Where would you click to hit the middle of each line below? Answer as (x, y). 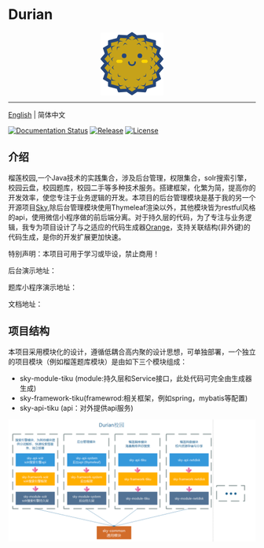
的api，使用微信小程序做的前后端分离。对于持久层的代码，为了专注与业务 (126, 217)
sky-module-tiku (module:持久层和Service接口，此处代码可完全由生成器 (136, 378)
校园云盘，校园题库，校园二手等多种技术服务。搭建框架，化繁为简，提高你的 (132, 188)
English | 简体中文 (37, 114)
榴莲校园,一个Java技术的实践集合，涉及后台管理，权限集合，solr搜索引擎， (130, 177)
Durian (31, 15)
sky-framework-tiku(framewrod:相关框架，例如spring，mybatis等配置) (134, 398)
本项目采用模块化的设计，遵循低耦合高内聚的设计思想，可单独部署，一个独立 (132, 352)
